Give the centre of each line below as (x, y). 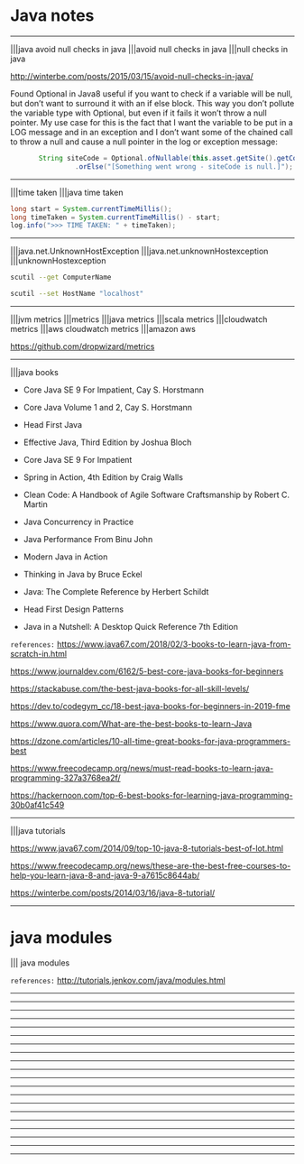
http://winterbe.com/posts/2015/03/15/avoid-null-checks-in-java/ (132, 76)
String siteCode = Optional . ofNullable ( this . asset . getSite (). (158, 158)
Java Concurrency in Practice (78, 522)
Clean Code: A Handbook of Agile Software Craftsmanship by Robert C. (156, 495)
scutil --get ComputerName (61, 277)
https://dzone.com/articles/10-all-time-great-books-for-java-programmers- (151, 742)
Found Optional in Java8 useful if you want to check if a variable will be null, (152, 93)
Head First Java (53, 425)
